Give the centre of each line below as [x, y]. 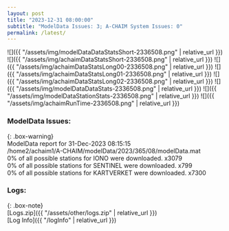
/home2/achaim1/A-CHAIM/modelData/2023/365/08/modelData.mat [104, 151]
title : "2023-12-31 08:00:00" [51, 20]
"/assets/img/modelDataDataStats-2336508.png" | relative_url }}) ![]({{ [116, 89]
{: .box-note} [25, 205]
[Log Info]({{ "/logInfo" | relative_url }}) [62, 220]
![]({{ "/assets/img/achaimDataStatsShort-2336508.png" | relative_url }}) [110, 60]
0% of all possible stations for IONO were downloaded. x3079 [95, 158]
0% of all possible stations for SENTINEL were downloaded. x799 [100, 165]
